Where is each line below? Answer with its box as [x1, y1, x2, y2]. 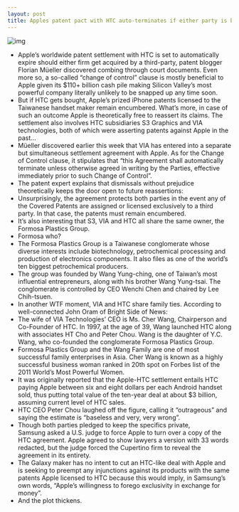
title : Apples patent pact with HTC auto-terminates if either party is [7, 17, 228, 24]
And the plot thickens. [17, 496, 83, 505]
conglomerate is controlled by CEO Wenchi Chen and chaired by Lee [17, 284, 219, 293]
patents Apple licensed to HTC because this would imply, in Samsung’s [17, 474, 226, 482]
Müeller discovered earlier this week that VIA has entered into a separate [17, 141, 232, 149]
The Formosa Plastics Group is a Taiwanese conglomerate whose [17, 239, 210, 247]
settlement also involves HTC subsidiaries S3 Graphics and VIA [17, 118, 203, 127]
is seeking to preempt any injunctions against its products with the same [17, 466, 230, 474]
